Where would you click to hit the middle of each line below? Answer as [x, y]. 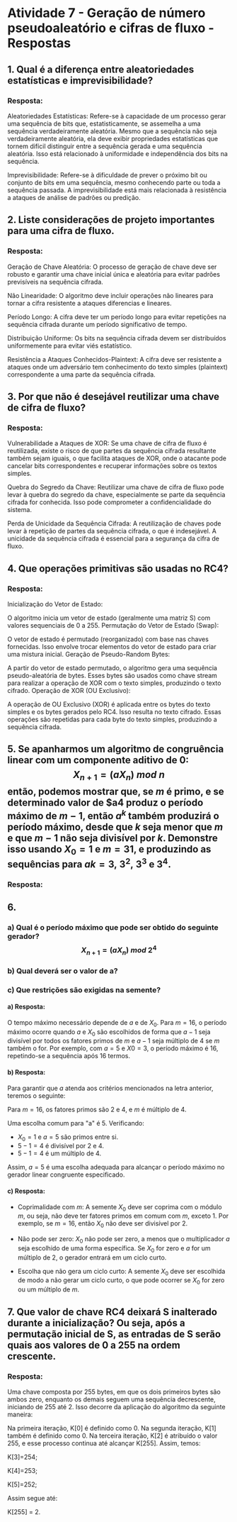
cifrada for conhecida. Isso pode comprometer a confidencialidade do [109, 502]
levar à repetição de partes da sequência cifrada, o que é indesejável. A [112, 531]
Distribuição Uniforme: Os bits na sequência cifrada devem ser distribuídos [117, 338]
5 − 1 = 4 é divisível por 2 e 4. [61, 1146]
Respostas [39, 43]
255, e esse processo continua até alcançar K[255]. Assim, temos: [104, 1443]
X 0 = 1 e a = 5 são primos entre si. [68, 1138]
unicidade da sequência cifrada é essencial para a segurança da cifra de [113, 539]
